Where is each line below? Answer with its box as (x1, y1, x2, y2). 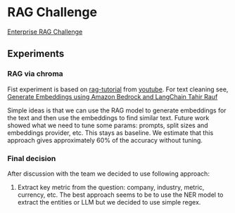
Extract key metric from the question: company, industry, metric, (17, 183, 205, 191)
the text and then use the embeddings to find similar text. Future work (7, 113, 210, 122)
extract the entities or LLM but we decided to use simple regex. (17, 198, 201, 206)
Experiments (7, 48, 65, 60)
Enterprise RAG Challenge (7, 27, 83, 36)
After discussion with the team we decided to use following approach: (7, 169, 210, 178)
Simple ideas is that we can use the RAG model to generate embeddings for (7, 106, 227, 115)
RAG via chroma (7, 69, 63, 79)
